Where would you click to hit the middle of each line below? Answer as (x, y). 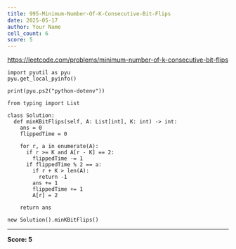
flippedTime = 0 (44, 134)
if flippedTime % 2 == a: (64, 165)
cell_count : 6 (28, 33)
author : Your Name (34, 27)
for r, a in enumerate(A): (59, 147)
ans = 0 (31, 128)
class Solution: (31, 116)
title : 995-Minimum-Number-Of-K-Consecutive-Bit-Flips (89, 14)
